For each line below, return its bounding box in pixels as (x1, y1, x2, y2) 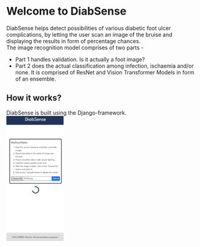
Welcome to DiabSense (6, 4, 127, 18)
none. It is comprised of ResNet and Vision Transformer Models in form (15, 68, 195, 76)
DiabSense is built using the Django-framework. (6, 109, 127, 116)
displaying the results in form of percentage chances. (6, 37, 141, 45)
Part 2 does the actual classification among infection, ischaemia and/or (15, 62, 194, 70)
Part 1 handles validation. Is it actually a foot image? (15, 55, 145, 63)
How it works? (6, 93, 62, 103)
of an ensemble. (15, 75, 56, 82)
